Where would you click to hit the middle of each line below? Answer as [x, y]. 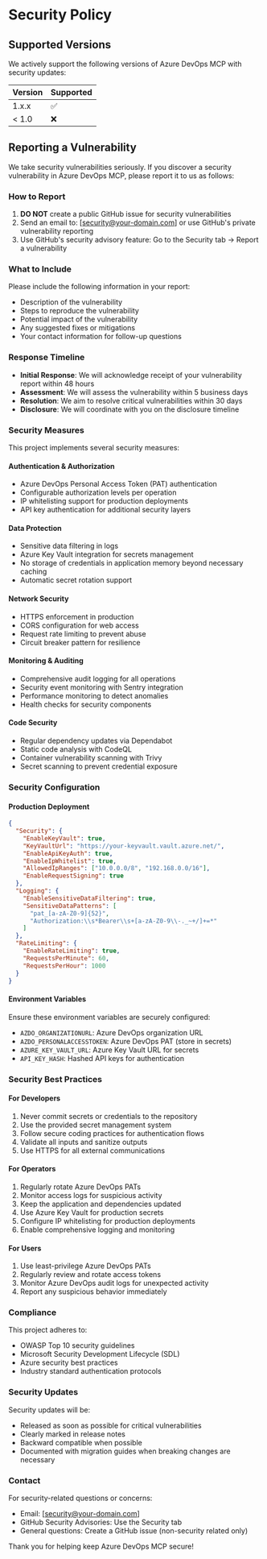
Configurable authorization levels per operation [98, 492]
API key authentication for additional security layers [105, 510]
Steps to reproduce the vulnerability [79, 311]
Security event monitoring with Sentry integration [101, 687]
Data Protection [35, 528]
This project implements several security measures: [94, 448]
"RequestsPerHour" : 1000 [64, 966]
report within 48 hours [57, 384]
